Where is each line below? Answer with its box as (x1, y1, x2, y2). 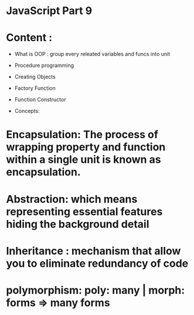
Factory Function (14, 85, 56, 92)
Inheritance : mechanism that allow (6, 244, 181, 257)
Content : (6, 31, 53, 45)
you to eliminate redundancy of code (6, 257, 189, 270)
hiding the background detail (6, 217, 149, 230)
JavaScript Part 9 (6, 4, 93, 18)
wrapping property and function (6, 140, 166, 154)
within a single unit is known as (6, 153, 161, 166)
